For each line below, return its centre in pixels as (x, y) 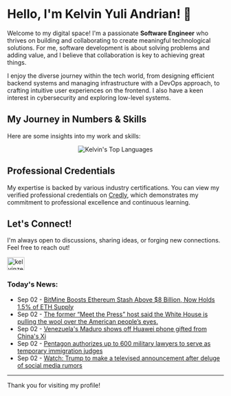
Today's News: (33, 284)
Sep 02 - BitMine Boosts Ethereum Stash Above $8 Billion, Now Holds (116, 300)
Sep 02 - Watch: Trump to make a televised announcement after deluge (118, 358)
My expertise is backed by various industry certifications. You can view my (113, 187)
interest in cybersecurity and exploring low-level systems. (89, 97)
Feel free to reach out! (38, 248)
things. (17, 62)
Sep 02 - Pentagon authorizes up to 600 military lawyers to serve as (114, 343)
